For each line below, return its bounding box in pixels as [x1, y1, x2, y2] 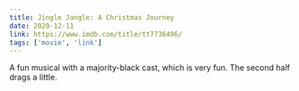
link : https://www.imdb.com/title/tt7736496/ [9, 29, 182, 38]
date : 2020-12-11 [9, 21, 75, 30]
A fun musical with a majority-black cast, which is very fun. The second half [9, 62, 290, 73]
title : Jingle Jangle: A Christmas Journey [9, 12, 175, 22]
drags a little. [9, 72, 57, 83]
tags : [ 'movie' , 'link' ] [9, 37, 102, 47]
